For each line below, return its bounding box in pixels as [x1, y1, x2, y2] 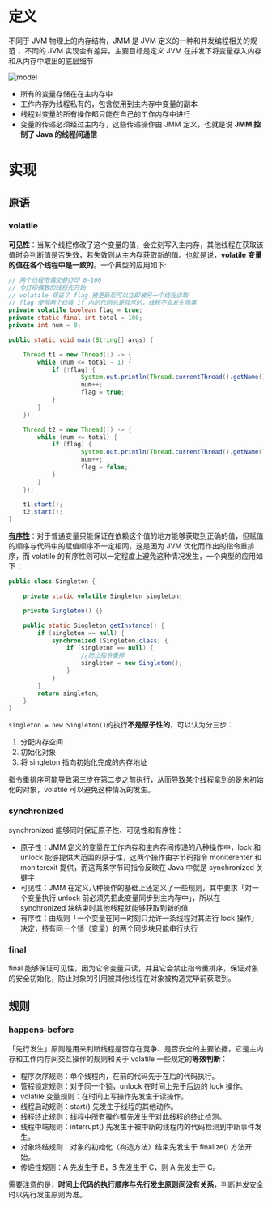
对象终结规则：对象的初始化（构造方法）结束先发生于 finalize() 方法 [19, 1141, 245, 1151]
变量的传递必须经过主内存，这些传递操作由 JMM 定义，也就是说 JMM [19, 119, 253, 129]
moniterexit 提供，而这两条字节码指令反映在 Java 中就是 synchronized [19, 862, 255, 872]
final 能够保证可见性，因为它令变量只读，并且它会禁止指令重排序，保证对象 [8, 963, 259, 973]
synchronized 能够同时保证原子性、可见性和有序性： [8, 825, 184, 834]
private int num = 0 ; [8, 322, 82, 330]
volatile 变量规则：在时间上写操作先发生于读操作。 [19, 1091, 189, 1101]
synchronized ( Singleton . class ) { [51, 637, 168, 645]
